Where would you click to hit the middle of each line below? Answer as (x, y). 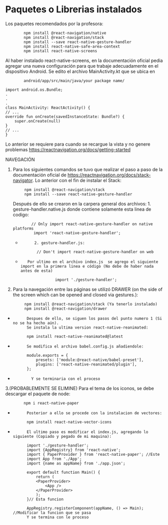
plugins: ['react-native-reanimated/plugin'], (86, 364)
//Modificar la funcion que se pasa (52, 513)
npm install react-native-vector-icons (69, 422)
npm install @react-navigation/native (65, 33)
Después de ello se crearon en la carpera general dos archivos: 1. (82, 204)
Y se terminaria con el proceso (66, 379)
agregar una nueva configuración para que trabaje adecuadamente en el (82, 66)
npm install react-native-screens (60, 51)
